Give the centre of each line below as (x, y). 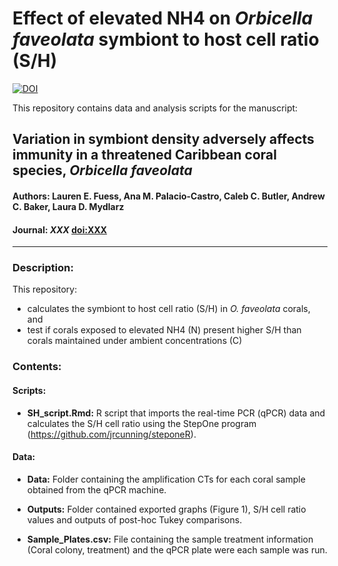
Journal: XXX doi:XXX (60, 229)
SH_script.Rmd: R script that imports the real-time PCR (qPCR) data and (176, 413)
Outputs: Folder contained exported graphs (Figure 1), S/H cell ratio (166, 509)
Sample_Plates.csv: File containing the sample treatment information (170, 539)
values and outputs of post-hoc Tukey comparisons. (134, 519)
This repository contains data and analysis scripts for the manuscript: (155, 108)
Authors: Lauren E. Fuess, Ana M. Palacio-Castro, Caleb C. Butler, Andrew (168, 196)
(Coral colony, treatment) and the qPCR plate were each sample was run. (177, 549)
